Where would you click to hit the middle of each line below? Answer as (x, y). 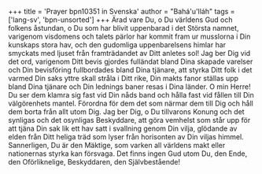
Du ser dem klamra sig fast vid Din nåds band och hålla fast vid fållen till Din (131, 95)
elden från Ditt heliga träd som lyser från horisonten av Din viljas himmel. (126, 137)
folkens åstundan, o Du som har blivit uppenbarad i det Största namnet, (124, 28)
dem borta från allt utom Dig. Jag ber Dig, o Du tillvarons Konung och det (127, 112)
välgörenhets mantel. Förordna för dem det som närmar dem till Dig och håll (131, 103)
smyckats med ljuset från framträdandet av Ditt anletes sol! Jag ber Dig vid (129, 53)
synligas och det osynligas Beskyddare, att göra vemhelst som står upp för (129, 120)
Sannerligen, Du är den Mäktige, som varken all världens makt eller (117, 145)
